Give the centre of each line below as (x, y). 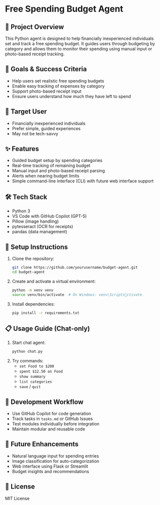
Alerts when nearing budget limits (46, 176)
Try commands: (28, 361)
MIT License (17, 498)
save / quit (30, 387)
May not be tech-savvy (35, 133)
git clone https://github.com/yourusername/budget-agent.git (75, 268)
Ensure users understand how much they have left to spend (72, 96)
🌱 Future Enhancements (42, 444)
